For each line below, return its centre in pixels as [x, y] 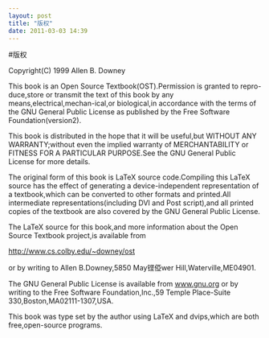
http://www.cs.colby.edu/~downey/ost [71, 251]
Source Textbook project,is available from [77, 236]
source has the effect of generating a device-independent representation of [134, 186]
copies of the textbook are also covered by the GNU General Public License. [134, 212]
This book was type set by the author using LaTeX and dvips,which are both [134, 317]
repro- [251, 86]
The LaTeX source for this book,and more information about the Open [123, 227]
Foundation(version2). [45, 121]
